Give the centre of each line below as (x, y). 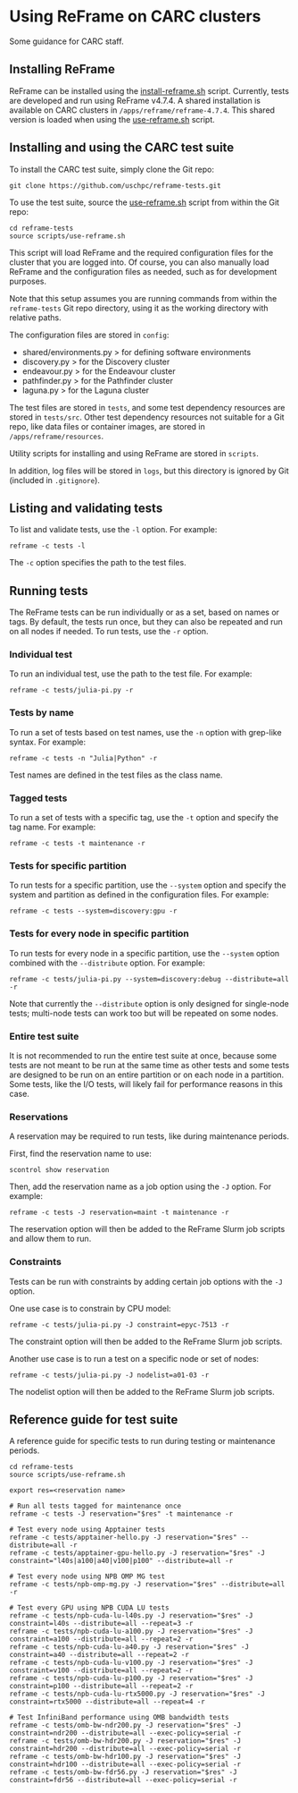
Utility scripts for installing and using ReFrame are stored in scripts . (134, 453)
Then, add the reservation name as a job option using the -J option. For (141, 1186)
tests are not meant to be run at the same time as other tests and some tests (149, 1065)
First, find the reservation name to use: (80, 1154)
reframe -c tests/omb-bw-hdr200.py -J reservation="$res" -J (125, 1741)
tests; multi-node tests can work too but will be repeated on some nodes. (144, 1013)
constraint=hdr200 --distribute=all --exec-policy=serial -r (125, 1749)
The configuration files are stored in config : (89, 335)
